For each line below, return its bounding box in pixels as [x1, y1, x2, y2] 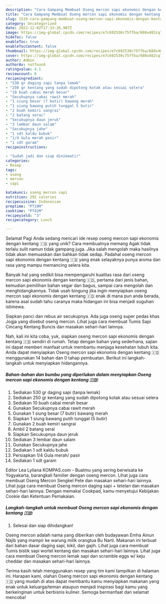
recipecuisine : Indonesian [5, 199, 61, 204]
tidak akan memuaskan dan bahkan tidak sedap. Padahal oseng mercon [5, 251, 152, 257]
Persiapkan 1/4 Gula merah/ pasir [12, 452, 81, 459]
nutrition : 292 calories [5, 195, 57, 200]
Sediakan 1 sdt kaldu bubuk [12, 447, 68, 453]
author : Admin [5, 58, 35, 63]
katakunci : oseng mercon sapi [5, 190, 68, 195]
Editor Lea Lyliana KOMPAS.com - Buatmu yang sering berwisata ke [5, 467, 143, 473]
